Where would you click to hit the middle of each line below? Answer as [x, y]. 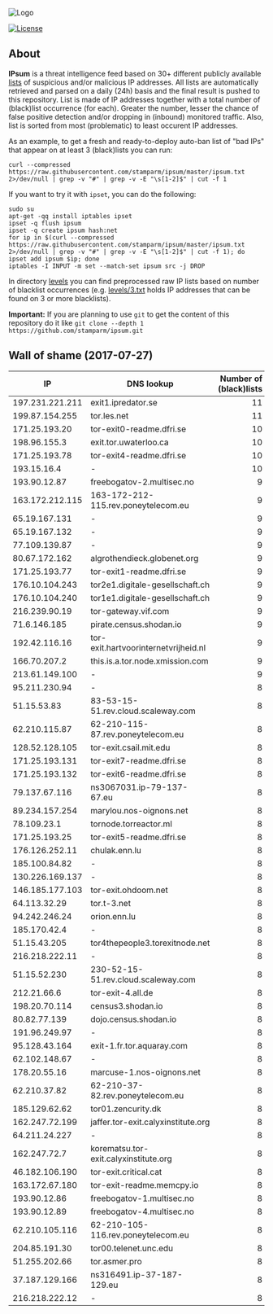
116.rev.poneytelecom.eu [140, 1235]
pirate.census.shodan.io [136, 624]
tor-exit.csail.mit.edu [130, 747]
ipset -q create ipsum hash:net [63, 230]
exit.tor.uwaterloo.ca [130, 442]
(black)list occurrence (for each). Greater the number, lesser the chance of [134, 108]
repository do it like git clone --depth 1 [76, 322]
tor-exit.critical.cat [126, 1172]
